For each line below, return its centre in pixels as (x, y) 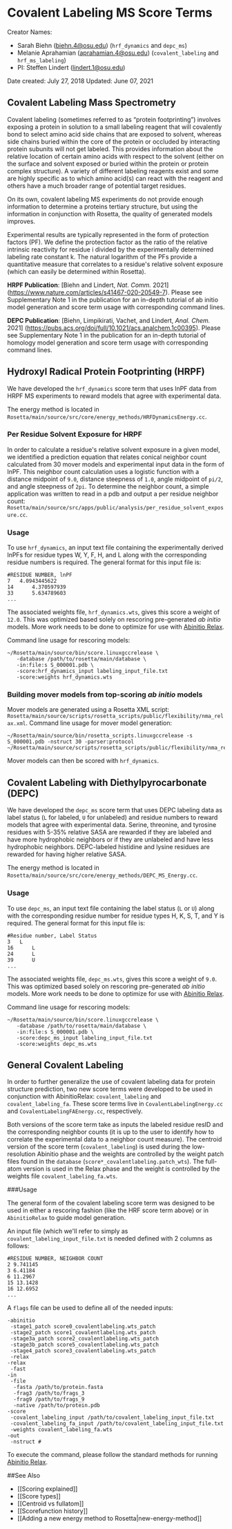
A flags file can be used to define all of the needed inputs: (90, 1308)
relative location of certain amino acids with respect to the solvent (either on (116, 156)
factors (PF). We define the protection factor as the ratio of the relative (107, 242)
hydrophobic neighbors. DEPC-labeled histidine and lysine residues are (109, 847)
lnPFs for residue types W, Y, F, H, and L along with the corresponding (107, 555)
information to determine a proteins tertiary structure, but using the (103, 207)
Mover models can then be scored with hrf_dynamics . (83, 761)
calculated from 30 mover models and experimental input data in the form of (116, 464)
